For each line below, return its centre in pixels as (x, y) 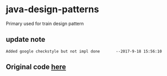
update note (26, 40)
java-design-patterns (53, 9)
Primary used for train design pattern (45, 23)
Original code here (36, 67)
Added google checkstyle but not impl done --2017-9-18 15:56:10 (84, 51)
